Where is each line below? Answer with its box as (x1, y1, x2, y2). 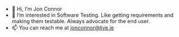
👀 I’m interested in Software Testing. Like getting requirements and (11, 12, 174, 18)
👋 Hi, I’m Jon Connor (11, 6, 62, 12)
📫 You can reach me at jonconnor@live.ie (11, 24, 114, 31)
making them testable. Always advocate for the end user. (11, 18, 150, 24)
